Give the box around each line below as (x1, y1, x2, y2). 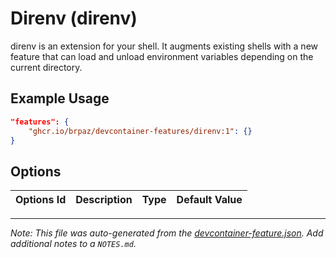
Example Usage (10, 90, 110, 107)
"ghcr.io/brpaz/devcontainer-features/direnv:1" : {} (28, 126, 253, 136)
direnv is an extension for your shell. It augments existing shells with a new (10, 40, 319, 52)
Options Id (15, 193, 67, 207)
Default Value (176, 193, 243, 207)
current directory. (10, 61, 83, 73)
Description (75, 193, 133, 207)
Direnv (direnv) (10, 7, 138, 30)
